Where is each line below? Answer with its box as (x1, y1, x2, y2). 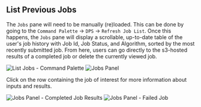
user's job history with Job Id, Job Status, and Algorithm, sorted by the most (6, 40, 195, 47)
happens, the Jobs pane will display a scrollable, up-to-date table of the (6, 33, 183, 41)
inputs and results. (6, 82, 52, 90)
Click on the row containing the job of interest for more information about (6, 76, 187, 83)
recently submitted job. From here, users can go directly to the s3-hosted (6, 46, 188, 53)
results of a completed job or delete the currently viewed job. (6, 52, 157, 60)
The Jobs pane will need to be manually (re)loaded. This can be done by (6, 20, 184, 28)
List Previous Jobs (6, 5, 77, 15)
